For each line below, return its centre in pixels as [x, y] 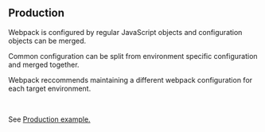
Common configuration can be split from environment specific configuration [133, 56]
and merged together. [44, 64]
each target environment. [50, 88]
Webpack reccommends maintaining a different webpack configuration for [131, 80]
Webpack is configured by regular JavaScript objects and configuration [125, 32]
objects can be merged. [47, 41]
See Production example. [49, 119]
